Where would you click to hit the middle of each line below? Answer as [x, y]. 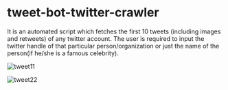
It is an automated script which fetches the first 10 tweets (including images [114, 31]
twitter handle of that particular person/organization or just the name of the [113, 46]
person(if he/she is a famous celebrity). [63, 53]
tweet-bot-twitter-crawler [83, 13]
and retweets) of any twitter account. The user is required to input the [106, 38]
